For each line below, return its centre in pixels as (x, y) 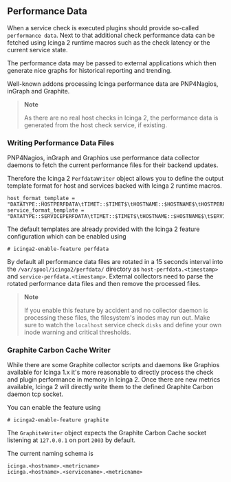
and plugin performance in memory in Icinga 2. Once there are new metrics (114, 380)
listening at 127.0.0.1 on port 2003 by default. (71, 440)
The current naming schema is (51, 454)
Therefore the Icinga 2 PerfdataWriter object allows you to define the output (115, 179)
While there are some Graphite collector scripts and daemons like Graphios (113, 365)
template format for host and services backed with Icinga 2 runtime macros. (114, 186)
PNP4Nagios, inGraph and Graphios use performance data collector (103, 158)
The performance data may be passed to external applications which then (112, 63)
